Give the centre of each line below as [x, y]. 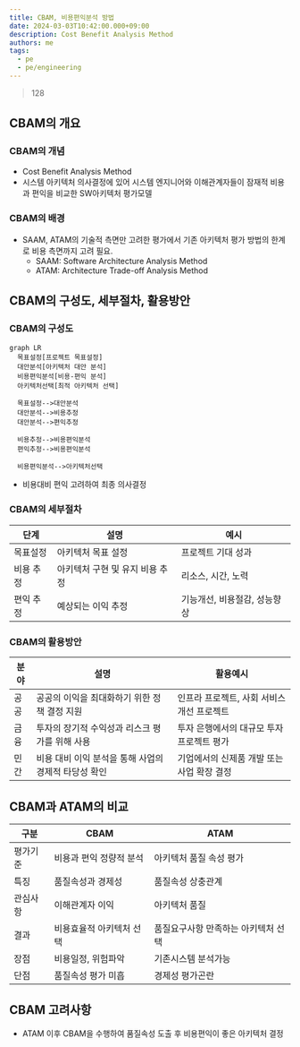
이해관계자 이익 [84, 905]
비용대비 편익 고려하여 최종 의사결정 [84, 484]
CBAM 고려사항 [50, 1010]
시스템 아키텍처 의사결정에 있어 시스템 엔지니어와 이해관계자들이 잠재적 [145, 182]
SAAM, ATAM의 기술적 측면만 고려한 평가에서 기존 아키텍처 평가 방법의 [146, 239]
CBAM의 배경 [37, 219]
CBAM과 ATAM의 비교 [69, 807]
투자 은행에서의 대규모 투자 [230, 728]
